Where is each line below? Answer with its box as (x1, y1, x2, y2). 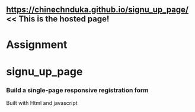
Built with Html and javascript (6, 100, 78, 107)
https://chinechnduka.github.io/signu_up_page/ (6, 5, 189, 15)
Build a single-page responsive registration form (6, 86, 149, 94)
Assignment (6, 38, 68, 51)
